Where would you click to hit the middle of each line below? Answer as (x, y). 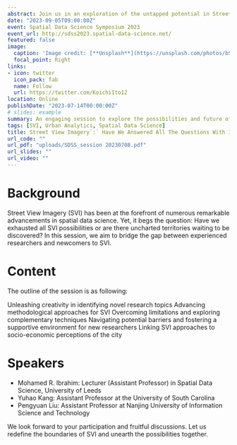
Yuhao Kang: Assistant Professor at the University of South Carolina (116, 398)
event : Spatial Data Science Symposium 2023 (74, 27)
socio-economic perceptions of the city (65, 334)
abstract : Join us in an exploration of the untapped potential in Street (120, 14)
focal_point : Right (42, 60)
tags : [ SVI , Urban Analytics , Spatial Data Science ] (86, 125)
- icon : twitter (31, 73)
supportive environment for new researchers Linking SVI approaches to (111, 327)
